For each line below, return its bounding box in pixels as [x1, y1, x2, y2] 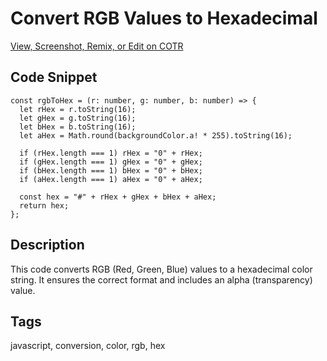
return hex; [19, 200, 70, 211]
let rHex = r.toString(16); [19, 104, 137, 114]
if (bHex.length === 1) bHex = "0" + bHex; [19, 165, 203, 176]
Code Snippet [10, 69, 98, 86]
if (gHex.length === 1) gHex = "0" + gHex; [19, 157, 203, 167]
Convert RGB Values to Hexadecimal [10, 7, 318, 30]
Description [10, 237, 85, 254]
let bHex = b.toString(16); [19, 122, 137, 132]
